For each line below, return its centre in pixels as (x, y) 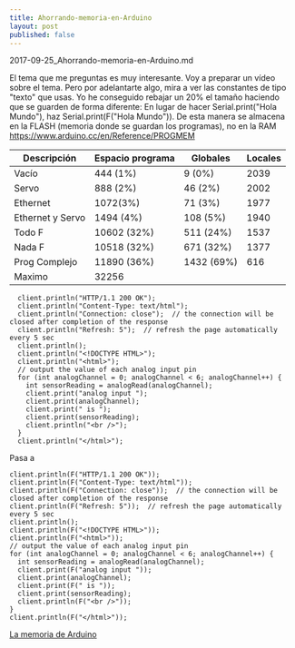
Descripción (49, 158)
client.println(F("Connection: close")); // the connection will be (144, 491)
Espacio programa (134, 158)
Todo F (29, 232)
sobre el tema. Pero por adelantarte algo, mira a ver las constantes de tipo (148, 88)
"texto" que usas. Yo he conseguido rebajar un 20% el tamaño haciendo (144, 97)
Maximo (31, 277)
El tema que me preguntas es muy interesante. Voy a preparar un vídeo (143, 78)
